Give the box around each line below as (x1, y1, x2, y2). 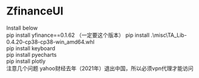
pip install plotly (6, 57, 46, 65)
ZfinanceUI (6, 4, 64, 18)
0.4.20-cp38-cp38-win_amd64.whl (6, 38, 95, 45)
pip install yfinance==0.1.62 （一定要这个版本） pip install (6, 31, 150, 39)
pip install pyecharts (6, 51, 57, 58)
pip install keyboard (6, 44, 56, 52)
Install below (6, 24, 38, 31)
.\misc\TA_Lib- (150, 31, 187, 39)
